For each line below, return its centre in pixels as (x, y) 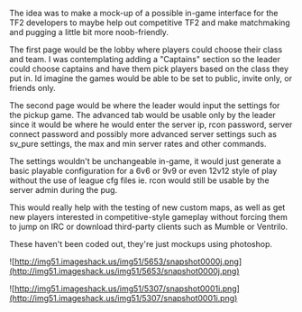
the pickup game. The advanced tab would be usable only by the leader (143, 115)
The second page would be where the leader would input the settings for (145, 106)
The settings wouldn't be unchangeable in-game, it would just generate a (145, 161)
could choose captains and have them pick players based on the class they (149, 69)
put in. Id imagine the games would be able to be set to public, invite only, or (151, 78)
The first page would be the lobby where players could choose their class (146, 50)
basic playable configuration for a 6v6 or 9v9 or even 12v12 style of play (143, 171)
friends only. (32, 88)
